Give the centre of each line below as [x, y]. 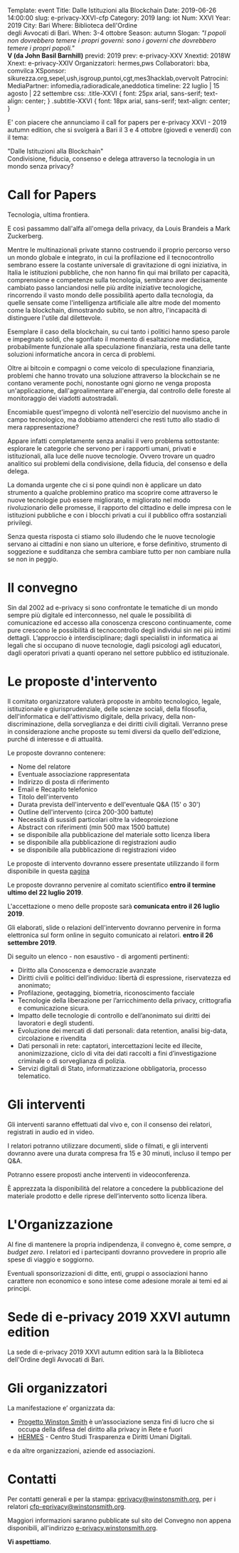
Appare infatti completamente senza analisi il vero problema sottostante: [113, 441]
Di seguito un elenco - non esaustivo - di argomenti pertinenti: [99, 956]
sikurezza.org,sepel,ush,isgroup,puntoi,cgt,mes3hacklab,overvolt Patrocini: [118, 78]
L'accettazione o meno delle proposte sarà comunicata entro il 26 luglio [114, 906]
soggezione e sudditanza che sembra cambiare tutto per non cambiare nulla [119, 551]
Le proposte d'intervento [83, 682]
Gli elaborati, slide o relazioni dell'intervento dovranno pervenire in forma [114, 927]
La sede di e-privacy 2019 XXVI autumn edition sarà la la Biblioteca [106, 1352]
